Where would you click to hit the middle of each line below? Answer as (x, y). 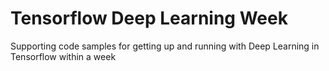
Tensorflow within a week (63, 56)
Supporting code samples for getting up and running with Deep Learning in (165, 46)
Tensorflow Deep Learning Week (149, 18)
